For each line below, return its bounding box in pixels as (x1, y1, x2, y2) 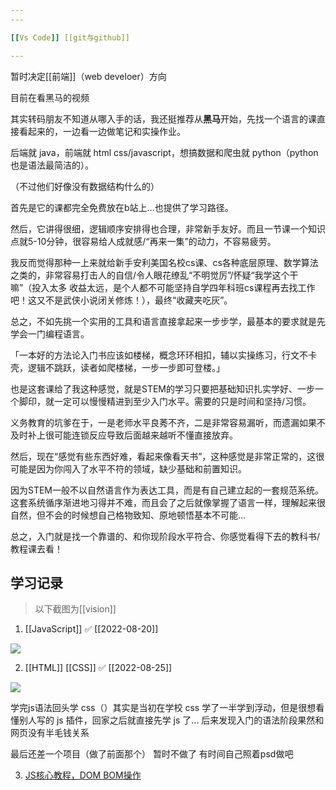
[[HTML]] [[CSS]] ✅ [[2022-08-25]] (24, 662, 173, 674)
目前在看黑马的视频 (10, 91, 90, 103)
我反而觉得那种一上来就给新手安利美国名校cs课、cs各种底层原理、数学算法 (10, 256, 319, 268)
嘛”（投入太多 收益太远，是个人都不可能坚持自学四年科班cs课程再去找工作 (10, 281, 316, 293)
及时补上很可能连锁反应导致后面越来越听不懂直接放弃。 (10, 429, 238, 441)
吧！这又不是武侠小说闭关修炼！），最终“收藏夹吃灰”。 (10, 294, 233, 306)
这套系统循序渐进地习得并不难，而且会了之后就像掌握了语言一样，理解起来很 (10, 496, 326, 508)
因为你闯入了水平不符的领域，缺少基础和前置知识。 (36, 462, 247, 475)
